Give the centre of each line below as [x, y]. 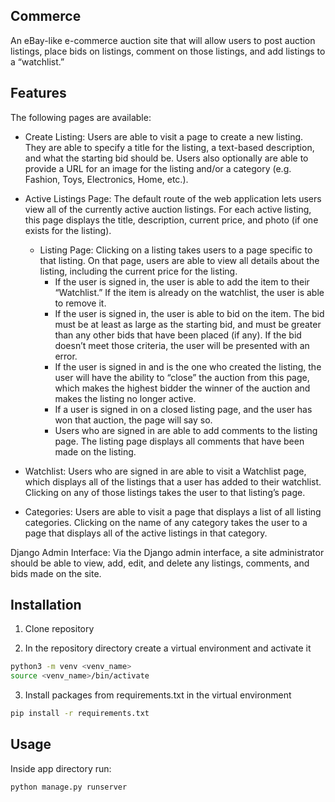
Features [38, 93]
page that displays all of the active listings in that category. [146, 533]
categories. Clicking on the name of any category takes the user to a [166, 522]
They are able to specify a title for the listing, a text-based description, [169, 147]
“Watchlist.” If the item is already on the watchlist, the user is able [189, 292]
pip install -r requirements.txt [80, 714]
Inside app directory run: [61, 768]
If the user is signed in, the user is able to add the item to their [182, 281]
